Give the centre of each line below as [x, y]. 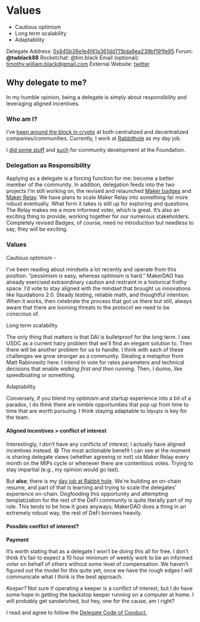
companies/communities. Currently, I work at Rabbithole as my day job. [94, 139]
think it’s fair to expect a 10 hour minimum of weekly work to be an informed [99, 558]
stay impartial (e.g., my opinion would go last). [63, 469]
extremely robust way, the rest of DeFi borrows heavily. [74, 513]
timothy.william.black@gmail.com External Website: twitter [78, 64]
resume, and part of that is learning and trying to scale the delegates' [91, 487]
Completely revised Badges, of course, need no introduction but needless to [100, 223]
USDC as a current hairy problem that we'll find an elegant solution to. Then [99, 343]
